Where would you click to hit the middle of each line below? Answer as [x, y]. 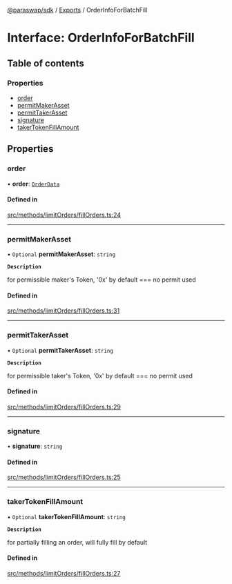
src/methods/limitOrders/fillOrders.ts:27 [64, 573]
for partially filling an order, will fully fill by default [77, 542]
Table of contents [46, 63]
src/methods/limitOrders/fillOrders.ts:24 [64, 215]
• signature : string [35, 446]
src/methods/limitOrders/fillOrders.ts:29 [64, 407]
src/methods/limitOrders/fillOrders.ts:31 [64, 311]
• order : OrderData [33, 184]
